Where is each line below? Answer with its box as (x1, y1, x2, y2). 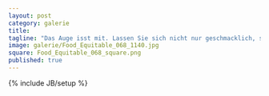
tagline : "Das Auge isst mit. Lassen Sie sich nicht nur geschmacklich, (8, 34, 256, 42)
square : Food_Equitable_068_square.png (8, 49, 142, 57)
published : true (8, 57, 62, 65)
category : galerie (8, 19, 70, 27)
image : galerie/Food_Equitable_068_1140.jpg (8, 42, 159, 50)
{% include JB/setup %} (8, 78, 88, 88)
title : (8, 26, 30, 34)
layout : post (8, 11, 52, 20)
